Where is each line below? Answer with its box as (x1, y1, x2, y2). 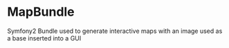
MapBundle (7, 4, 75, 20)
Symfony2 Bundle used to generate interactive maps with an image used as (7, 27, 223, 35)
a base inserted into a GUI (7, 34, 82, 42)
